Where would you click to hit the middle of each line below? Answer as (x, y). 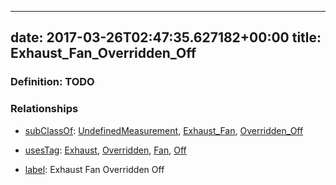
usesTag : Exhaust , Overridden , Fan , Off (105, 150)
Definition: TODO (52, 82)
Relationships (44, 109)
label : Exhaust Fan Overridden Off (94, 169)
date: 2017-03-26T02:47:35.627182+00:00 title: (166, 37)
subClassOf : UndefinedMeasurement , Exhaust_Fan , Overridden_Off (164, 130)
